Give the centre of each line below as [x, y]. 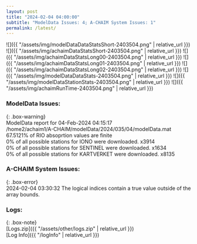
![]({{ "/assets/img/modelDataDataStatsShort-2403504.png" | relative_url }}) [98, 45]
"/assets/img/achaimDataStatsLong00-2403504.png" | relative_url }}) [98, 57]
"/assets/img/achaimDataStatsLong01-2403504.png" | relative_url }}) [97, 63]
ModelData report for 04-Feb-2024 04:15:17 [59, 123]
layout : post [22, 11]
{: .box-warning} [26, 116]
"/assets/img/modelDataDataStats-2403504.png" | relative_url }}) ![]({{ [99, 76]
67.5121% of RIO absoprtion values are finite [59, 135]
